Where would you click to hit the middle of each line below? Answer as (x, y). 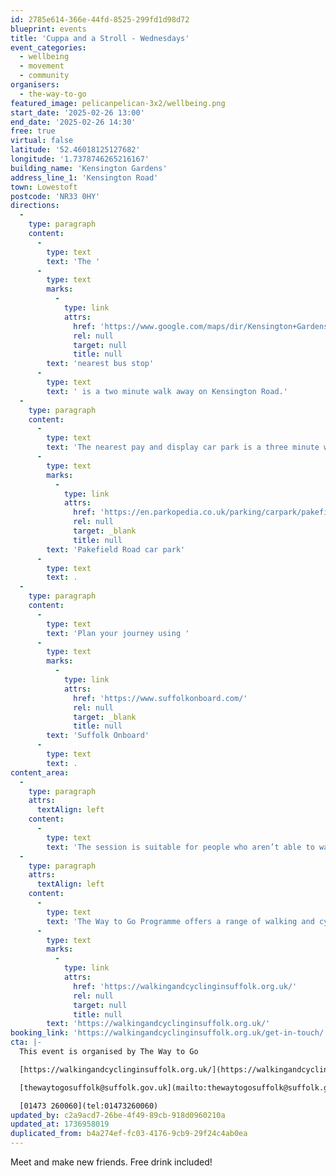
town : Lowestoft (44, 187)
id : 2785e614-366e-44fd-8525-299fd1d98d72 (100, 19)
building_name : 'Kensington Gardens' (89, 168)
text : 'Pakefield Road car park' (116, 549)
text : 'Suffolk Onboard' (98, 736)
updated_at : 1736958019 (60, 1124)
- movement (42, 66)
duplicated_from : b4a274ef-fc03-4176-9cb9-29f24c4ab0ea (129, 1134)
